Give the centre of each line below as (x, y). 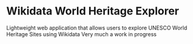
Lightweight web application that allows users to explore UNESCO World (97, 28)
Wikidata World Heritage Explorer (93, 11)
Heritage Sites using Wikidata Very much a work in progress (81, 34)
